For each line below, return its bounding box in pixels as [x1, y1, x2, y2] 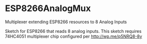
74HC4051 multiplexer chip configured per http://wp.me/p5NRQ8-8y [5, 33, 142, 39]
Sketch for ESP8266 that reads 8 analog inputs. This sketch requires [5, 28, 142, 34]
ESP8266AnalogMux [5, 3, 91, 14]
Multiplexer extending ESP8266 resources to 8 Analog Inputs [5, 19, 127, 25]
